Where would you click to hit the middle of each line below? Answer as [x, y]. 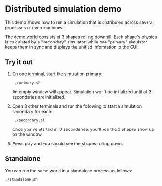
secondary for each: [32, 111]
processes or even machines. [34, 27]
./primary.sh [27, 83]
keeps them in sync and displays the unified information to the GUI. [72, 47]
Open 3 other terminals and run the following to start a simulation [77, 106]
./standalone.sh [21, 179]
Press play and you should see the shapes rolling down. [67, 143]
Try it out [19, 62]
